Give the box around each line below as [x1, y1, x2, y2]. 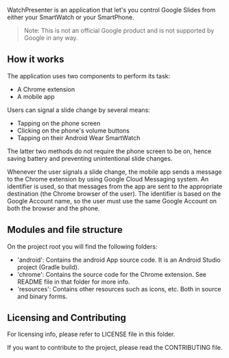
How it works [7, 54, 64, 65]
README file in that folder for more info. [16, 278, 130, 286]
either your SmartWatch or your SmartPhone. [7, 13, 135, 21]
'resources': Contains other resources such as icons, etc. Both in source [16, 284, 221, 293]
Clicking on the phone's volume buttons [16, 126, 130, 135]
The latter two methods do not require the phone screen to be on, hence [7, 147, 212, 155]
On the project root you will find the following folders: [7, 242, 158, 250]
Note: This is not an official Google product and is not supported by [23, 27, 215, 34]
